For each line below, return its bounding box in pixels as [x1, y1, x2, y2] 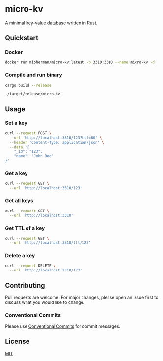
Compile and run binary [5, 71, 62, 78]
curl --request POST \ [5, 131, 52, 136]
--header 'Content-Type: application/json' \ [9, 140, 105, 145]
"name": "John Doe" [14, 153, 54, 158]
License [5, 337, 30, 346]
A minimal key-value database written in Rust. [5, 20, 98, 26]
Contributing [5, 281, 45, 290]
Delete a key [5, 252, 35, 259]
